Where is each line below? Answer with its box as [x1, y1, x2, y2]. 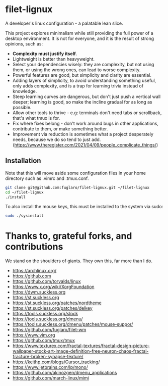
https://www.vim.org [12, 332, 55, 338]
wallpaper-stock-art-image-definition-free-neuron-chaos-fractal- [12, 348, 149, 354]
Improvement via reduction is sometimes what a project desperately [12, 131, 153, 137]
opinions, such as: [5, 40, 43, 46]
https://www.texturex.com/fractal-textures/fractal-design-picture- [12, 343, 150, 349]
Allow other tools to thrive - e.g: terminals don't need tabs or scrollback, [12, 110, 162, 116]
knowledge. [12, 88, 37, 94]
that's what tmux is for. [12, 115, 60, 121]
